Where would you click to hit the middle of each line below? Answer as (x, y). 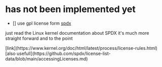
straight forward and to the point (39, 38)
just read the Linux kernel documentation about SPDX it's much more (77, 33)
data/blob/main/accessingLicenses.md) (47, 58)
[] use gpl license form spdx (42, 23)
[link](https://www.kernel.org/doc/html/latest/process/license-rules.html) (82, 48)
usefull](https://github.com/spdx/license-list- (64, 53)
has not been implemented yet (70, 9)
